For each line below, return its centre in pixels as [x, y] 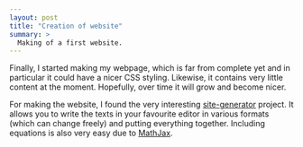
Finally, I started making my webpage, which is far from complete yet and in [150, 68]
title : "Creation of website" [66, 26]
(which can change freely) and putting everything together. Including [138, 124]
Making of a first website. [70, 43]
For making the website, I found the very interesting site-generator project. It [151, 105]
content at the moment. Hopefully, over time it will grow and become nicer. [148, 87]
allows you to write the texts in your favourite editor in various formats [139, 114]
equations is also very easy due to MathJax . [91, 133]
